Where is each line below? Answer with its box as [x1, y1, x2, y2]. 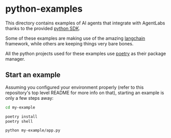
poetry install [5, 114, 38, 119]
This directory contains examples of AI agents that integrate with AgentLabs [5, 20, 165, 26]
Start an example [5, 71, 61, 79]
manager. [5, 56, 26, 62]
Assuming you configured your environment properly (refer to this [5, 84, 144, 90]
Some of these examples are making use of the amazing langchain [5, 35, 145, 41]
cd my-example [5, 105, 36, 110]
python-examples [5, 3, 83, 15]
